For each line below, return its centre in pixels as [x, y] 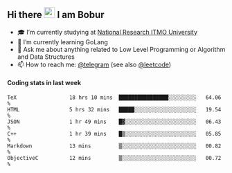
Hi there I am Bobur [56, 15]
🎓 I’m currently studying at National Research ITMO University [107, 32]
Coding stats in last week [44, 83]
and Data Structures [46, 57]
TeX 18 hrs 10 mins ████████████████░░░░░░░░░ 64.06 [114, 98]
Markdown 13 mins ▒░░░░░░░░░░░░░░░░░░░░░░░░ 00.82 [114, 146]
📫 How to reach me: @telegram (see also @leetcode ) [94, 64]
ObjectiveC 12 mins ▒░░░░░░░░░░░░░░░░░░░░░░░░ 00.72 [114, 158]
